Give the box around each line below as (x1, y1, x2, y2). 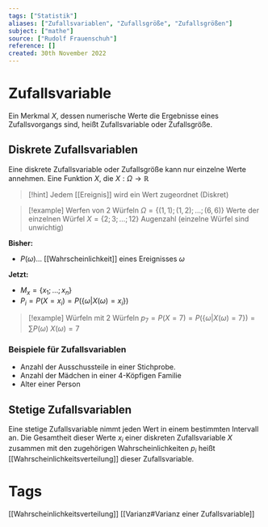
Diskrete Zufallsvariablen (8, 143, 139, 157)
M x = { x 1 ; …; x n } (19, 285, 73, 297)
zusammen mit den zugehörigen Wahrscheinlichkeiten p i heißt (8, 444, 216, 455)
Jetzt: (8, 269, 29, 279)
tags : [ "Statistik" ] (8, 11, 78, 20)
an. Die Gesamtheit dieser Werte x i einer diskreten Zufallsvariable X (8, 433, 232, 445)
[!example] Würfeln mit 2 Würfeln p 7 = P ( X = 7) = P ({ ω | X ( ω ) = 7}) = (27, 313, 256, 325)
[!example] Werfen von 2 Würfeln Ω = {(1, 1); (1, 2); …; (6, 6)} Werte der (27, 205, 260, 215)
